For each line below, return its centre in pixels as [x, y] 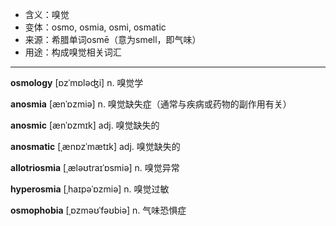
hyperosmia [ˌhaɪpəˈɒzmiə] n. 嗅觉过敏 [90, 189]
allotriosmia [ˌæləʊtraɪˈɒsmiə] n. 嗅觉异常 [95, 167]
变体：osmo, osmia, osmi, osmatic [95, 27]
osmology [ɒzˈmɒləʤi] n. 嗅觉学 [77, 82]
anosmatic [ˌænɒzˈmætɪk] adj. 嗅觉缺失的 [95, 146]
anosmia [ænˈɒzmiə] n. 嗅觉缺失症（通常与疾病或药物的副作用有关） [151, 104]
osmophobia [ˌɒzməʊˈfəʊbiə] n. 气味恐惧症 [98, 210]
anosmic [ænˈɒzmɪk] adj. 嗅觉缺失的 [85, 125]
